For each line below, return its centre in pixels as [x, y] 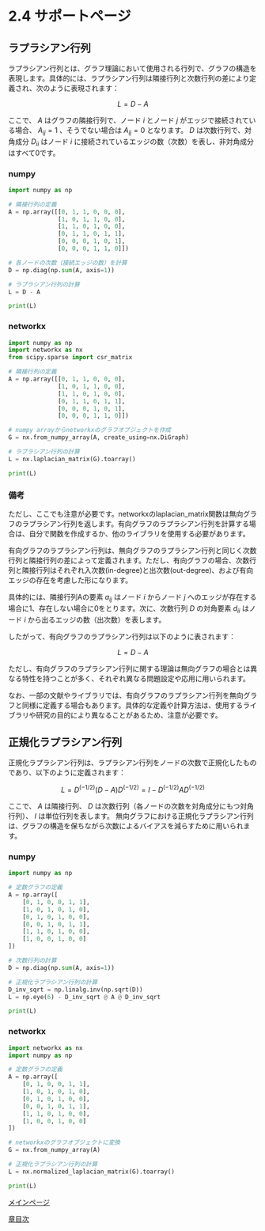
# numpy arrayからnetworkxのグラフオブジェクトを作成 [90, 430]
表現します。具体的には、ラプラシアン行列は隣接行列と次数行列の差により [129, 78]
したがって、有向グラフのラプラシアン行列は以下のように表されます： [122, 636]
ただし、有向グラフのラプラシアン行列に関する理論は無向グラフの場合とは [129, 669]
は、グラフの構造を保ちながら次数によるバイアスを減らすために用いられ [126, 826]
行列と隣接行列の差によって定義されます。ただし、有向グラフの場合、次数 [129, 560]
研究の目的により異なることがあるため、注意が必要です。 [129, 715]
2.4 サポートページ [70, 16]
